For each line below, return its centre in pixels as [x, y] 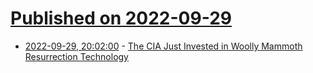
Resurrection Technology [76, 56]
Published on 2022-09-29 [121, 18]
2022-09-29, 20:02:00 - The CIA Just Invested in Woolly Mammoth [163, 46]
